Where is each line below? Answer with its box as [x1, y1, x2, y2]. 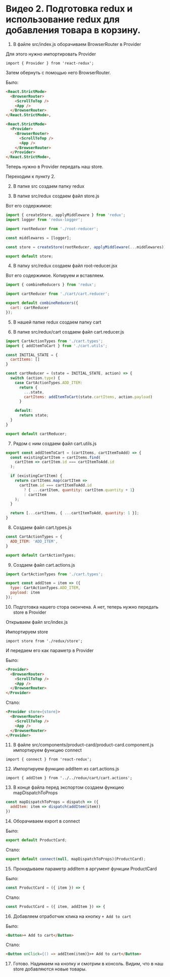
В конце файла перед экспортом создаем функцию [13, 784, 124, 790]
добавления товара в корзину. [6, 25, 141, 36]
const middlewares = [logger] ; [6, 235, 72, 240]
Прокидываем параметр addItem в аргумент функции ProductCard [13, 865, 157, 872]
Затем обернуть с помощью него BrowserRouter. [6, 69, 111, 76]
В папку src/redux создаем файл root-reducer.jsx [13, 263, 118, 269]
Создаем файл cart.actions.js [13, 562, 75, 568]
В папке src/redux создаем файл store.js [13, 193, 100, 199]
